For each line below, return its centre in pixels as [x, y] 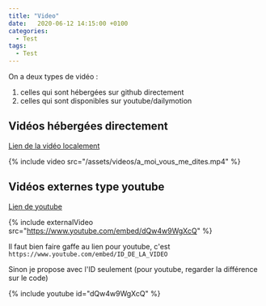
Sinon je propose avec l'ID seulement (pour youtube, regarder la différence [133, 269]
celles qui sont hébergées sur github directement [102, 92]
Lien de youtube [36, 206]
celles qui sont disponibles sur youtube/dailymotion [106, 101]
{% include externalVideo [51, 222]
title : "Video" [34, 16]
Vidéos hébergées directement [88, 126]
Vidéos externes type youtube [87, 187]
